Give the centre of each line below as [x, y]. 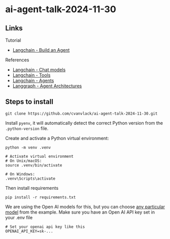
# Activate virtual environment [39, 156]
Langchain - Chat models [39, 70]
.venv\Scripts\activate [30, 179]
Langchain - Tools [31, 75]
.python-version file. [27, 128]
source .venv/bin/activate [34, 165]
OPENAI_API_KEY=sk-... [29, 231]
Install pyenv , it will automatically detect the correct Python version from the [84, 123]
